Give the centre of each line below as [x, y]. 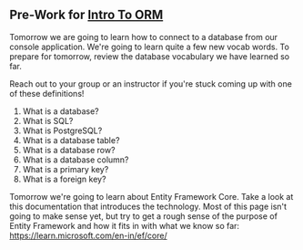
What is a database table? [71, 140]
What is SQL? [48, 120]
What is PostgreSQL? [62, 130]
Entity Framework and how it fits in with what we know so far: [124, 225]
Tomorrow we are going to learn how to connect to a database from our [144, 36]
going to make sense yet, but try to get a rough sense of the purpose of [143, 216]
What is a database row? [69, 150]
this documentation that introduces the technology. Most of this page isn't [148, 206]
